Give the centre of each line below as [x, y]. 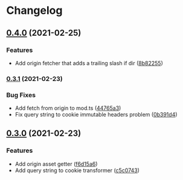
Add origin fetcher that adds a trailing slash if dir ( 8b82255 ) [89, 63]
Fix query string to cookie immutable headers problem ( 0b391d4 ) [96, 115]
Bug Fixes [21, 95]
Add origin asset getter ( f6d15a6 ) [56, 164]
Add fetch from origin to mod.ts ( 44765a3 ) [68, 108]
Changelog [34, 11]
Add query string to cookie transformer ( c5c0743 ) [77, 170]
